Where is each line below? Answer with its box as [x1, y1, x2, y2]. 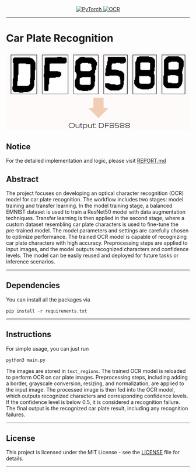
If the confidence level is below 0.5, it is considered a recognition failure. [6, 398, 180, 406]
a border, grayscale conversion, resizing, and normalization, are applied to [6, 380, 185, 387]
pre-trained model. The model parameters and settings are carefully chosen [6, 227, 189, 234]
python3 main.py [6, 357, 45, 363]
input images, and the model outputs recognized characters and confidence [6, 245, 189, 252]
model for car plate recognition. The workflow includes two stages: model [6, 196, 184, 203]
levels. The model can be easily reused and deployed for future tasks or [6, 252, 179, 259]
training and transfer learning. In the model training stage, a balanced [6, 202, 173, 209]
